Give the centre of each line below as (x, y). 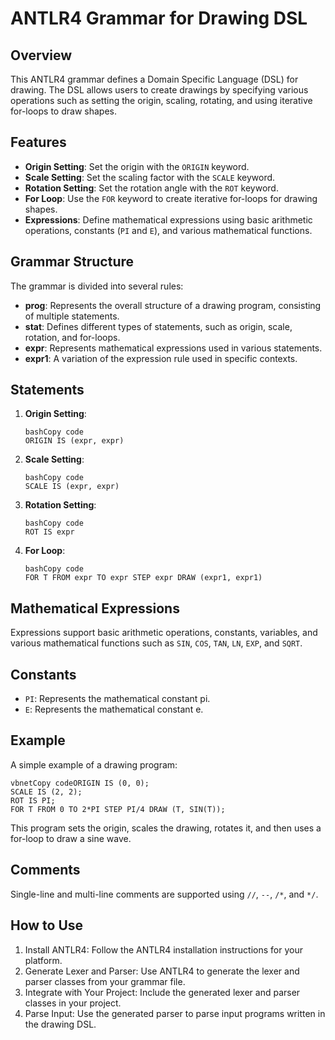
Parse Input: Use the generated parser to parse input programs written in (175, 1013)
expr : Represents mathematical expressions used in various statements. (173, 348)
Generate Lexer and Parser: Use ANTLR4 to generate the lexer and (162, 971)
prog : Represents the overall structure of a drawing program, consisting (173, 305)
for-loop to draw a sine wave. (71, 838)
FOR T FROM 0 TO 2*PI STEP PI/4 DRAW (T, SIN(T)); (118, 809)
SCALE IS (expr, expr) (72, 487)
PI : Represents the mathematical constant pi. (117, 699)
